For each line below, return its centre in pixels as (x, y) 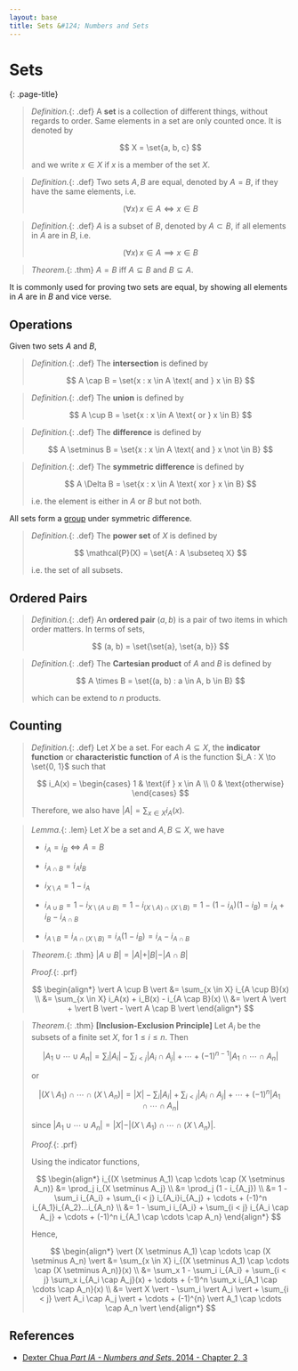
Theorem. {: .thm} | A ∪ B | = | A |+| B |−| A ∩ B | (109, 955)
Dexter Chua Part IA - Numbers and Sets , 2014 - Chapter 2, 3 (135, 1357)
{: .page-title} (34, 94)
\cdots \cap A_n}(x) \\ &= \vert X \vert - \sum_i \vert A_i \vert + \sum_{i (161, 1289)
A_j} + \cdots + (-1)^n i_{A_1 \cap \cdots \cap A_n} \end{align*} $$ (161, 1216)
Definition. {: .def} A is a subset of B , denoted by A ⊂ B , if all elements (158, 226)
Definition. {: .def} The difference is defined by (116, 432)
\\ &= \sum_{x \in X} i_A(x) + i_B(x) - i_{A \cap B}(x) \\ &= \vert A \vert (160, 999)
